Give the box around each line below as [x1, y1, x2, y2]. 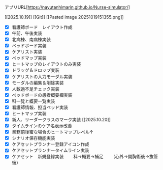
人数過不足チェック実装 [11, 85, 60, 92]
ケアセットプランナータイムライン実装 [11, 147, 90, 153]
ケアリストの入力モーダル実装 [11, 73, 72, 80]
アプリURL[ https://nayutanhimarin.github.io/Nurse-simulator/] [4, 4, 130, 10]
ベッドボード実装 [11, 43, 47, 49]
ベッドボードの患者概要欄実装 [11, 92, 72, 98]
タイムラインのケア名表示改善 [11, 123, 72, 129]
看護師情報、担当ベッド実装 [11, 104, 68, 110]
